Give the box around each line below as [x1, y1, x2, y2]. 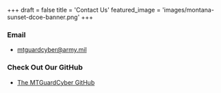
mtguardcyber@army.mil [16, 46, 87, 54]
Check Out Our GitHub [7, 63, 83, 72]
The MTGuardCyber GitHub [16, 78, 95, 86]
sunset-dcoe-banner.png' [7, 13, 80, 21]
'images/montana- [161, 6, 214, 14]
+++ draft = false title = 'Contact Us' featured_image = [7, 6, 161, 14]
